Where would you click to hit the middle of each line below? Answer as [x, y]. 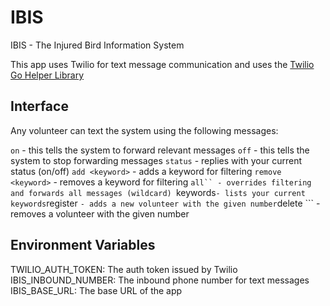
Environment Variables [83, 245]
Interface [39, 106]
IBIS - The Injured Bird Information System [97, 45]
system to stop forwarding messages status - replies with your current [156, 160]
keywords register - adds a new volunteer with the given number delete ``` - [165, 203]
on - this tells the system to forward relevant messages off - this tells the [160, 150]
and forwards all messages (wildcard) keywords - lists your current [158, 192]
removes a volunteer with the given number [100, 213]
